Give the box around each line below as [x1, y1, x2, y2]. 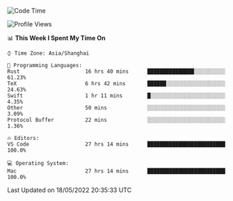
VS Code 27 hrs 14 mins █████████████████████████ [7, 141, 226, 148]
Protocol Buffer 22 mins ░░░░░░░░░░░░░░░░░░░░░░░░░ [7, 116, 226, 123]
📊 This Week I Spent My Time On [7, 34, 106, 42]
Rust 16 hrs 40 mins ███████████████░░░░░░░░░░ [7, 68, 226, 75]
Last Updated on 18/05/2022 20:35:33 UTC [7, 186, 132, 194]
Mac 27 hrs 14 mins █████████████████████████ [7, 168, 226, 175]
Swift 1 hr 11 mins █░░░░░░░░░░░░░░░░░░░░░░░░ [7, 92, 226, 99]
